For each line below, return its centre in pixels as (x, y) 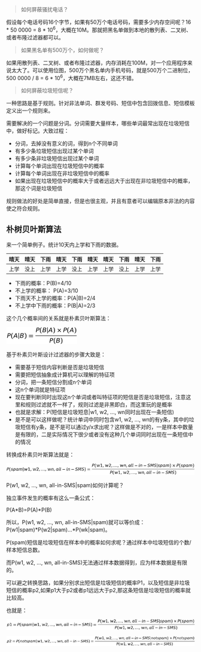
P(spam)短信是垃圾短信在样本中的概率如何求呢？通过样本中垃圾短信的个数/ (99, 542)
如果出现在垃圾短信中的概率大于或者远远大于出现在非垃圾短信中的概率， (104, 181)
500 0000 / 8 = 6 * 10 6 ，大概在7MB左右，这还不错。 (72, 77)
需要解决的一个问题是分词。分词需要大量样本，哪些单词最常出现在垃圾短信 (98, 123)
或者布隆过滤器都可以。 (35, 37)
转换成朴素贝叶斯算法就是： (40, 455)
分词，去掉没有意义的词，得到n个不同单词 (66, 143)
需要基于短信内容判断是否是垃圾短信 (60, 368)
